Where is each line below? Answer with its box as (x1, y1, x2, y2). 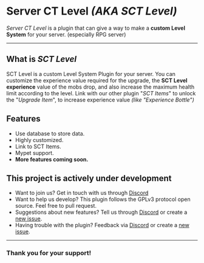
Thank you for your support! (6, 249, 92, 258)
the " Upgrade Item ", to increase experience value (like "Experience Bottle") (6, 96, 194, 103)
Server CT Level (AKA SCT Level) (6, 4, 177, 18)
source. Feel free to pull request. (15, 202, 97, 210)
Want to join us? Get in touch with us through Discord (15, 190, 149, 197)
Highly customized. (15, 136, 64, 143)
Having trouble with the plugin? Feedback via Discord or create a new (15, 222, 189, 229)
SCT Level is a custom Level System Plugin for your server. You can (6, 70, 176, 77)
